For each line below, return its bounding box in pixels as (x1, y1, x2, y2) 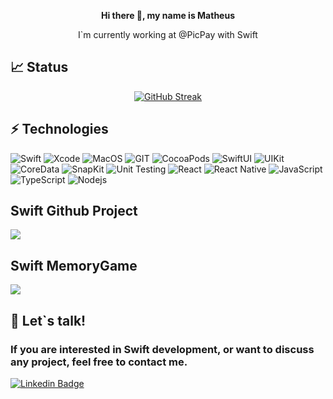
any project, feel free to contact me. (10, 355, 188, 369)
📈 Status (10, 59, 69, 76)
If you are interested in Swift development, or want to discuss (10, 342, 315, 356)
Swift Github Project (10, 203, 138, 220)
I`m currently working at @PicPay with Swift (78, 29, 258, 40)
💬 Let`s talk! (10, 312, 87, 329)
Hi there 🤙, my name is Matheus (101, 10, 235, 21)
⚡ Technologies (10, 121, 109, 138)
